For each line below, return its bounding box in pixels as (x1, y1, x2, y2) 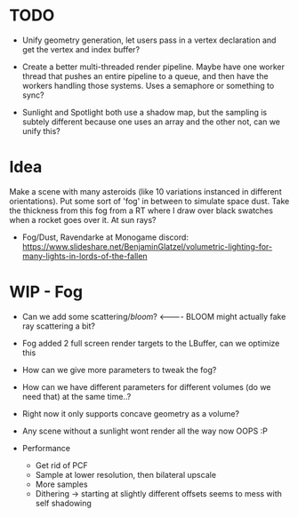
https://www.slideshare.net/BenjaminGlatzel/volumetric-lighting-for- (21, 241, 273, 251)
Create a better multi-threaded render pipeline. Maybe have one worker (21, 61, 286, 72)
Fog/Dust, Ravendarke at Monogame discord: (21, 232, 189, 243)
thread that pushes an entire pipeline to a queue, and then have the (21, 70, 269, 81)
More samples (35, 479, 88, 489)
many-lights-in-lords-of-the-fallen (21, 251, 149, 261)
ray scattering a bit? (21, 321, 96, 331)
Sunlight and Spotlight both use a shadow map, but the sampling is (21, 107, 268, 117)
